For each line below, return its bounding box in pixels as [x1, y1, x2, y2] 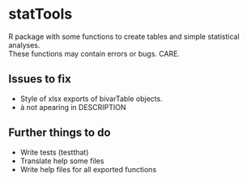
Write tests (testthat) [19, 147, 89, 157]
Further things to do [8, 126, 111, 140]
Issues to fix [8, 72, 71, 86]
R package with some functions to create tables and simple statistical [8, 32, 241, 41]
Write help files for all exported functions [19, 164, 157, 174]
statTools [8, 5, 73, 23]
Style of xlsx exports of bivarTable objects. [19, 94, 164, 104]
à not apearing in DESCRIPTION [19, 102, 127, 112]
